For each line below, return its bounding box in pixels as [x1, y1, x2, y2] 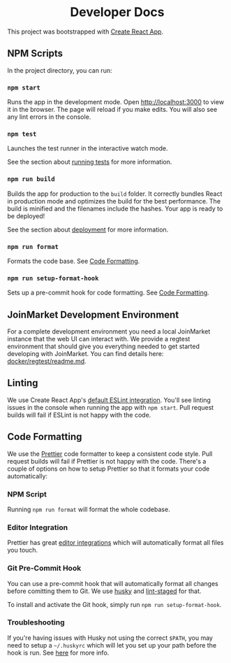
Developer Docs [69, 4, 165, 20]
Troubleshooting [7, 618, 65, 627]
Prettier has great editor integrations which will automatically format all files [7, 539, 224, 547]
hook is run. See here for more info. [7, 648, 110, 657]
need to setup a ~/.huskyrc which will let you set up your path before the [7, 641, 217, 649]
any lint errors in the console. [7, 113, 91, 121]
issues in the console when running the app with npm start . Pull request [7, 403, 214, 411]
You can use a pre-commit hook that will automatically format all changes [7, 579, 218, 587]
